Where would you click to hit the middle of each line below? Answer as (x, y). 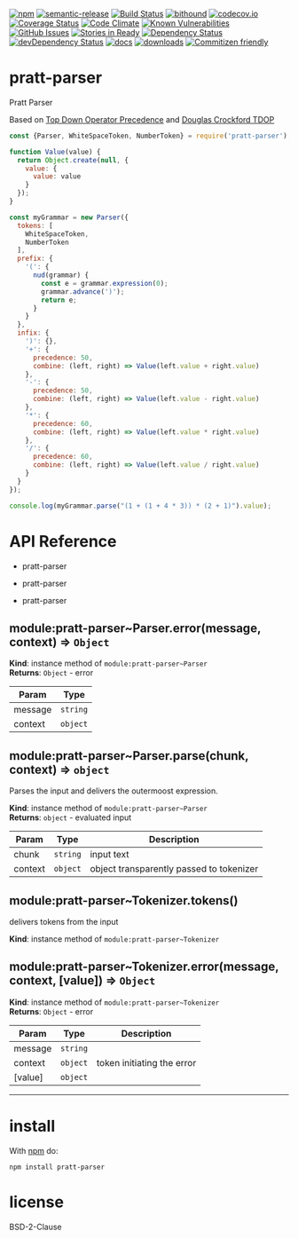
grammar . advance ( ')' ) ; (83, 292)
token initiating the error (146, 1062)
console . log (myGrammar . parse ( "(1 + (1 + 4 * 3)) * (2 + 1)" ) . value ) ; (141, 506)
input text (110, 855)
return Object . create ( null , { (73, 160)
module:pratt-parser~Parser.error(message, (135, 628)
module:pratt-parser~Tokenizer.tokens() (124, 900)
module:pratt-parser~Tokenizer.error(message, (144, 967)
